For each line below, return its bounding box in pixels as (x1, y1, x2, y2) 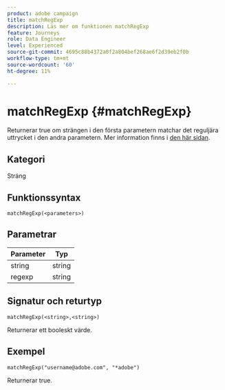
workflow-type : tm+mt (7, 55, 69, 62)
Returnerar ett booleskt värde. (7, 325, 93, 334)
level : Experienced (7, 42, 63, 49)
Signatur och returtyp (7, 296, 102, 307)
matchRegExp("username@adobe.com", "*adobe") (7, 364, 140, 371)
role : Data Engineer (7, 36, 67, 43)
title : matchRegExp (7, 17, 63, 23)
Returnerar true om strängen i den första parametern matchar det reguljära (7, 126, 219, 134)
